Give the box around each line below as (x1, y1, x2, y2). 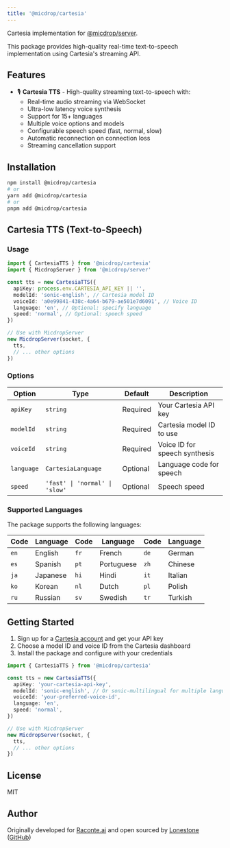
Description (169, 389, 209, 398)
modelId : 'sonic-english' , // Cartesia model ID (13, 291, 155, 298)
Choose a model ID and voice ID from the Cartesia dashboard (16, 642, 191, 650)
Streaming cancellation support (27, 141, 116, 149)
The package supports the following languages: (7, 520, 142, 529)
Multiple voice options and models (27, 119, 125, 128)
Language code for (157, 459, 219, 469)
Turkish (168, 593, 192, 603)
